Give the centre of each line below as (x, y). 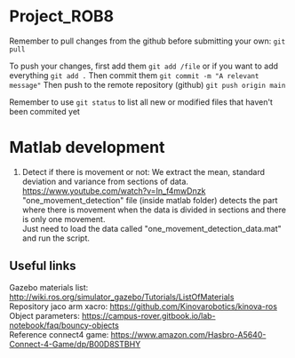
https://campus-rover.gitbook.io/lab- (148, 315)
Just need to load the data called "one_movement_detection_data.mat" (151, 228)
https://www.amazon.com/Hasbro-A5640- (188, 334)
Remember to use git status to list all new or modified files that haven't (141, 102)
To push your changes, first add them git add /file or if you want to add (144, 66)
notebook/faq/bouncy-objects (64, 325)
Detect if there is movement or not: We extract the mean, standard (143, 171)
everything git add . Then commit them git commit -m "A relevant (134, 75)
